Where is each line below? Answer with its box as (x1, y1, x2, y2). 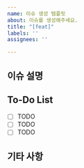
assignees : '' (7, 36, 49, 43)
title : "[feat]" (7, 23, 54, 30)
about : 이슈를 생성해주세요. (7, 17, 78, 24)
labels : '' (7, 29, 39, 37)
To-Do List (7, 93, 53, 105)
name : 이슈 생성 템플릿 (7, 10, 66, 17)
